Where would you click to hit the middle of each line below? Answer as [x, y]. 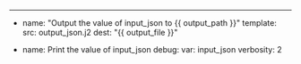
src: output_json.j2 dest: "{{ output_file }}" [100, 32]
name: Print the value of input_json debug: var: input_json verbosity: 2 [152, 49]
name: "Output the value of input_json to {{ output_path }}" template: [150, 23]
